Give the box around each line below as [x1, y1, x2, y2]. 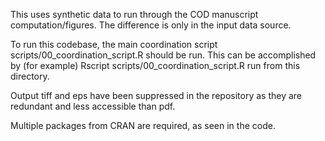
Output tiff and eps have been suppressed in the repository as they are [10, 90, 302, 101]
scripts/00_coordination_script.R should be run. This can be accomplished [10, 49, 317, 61]
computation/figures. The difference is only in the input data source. [10, 19, 292, 31]
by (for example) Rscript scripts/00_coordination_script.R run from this [10, 60, 301, 71]
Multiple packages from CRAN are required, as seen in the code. [10, 120, 276, 131]
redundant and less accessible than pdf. [10, 100, 176, 112]
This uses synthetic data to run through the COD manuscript [10, 9, 259, 20]
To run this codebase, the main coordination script [10, 39, 218, 50]
